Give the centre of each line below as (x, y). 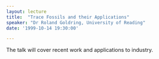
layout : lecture (26, 12)
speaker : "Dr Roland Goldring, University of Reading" (76, 22)
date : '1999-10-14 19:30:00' (42, 28)
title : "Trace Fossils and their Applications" (68, 17)
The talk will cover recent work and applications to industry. (80, 50)
